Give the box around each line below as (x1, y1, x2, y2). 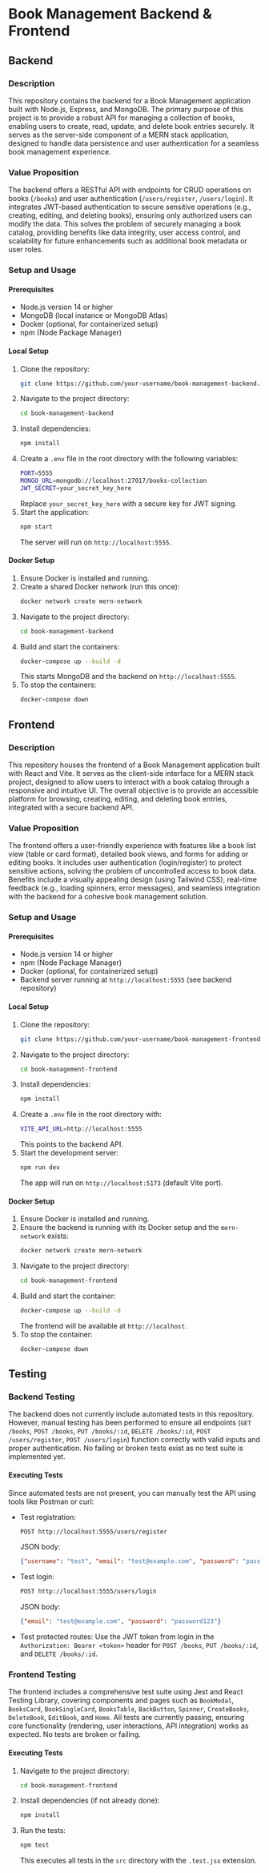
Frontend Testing (8, 1669, 77, 1680)
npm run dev (19, 1164, 60, 1172)
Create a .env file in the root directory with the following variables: (19, 454, 239, 464)
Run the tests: (19, 1826, 66, 1835)
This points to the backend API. (19, 1139, 124, 1149)
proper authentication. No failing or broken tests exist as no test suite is (8, 1443, 244, 1453)
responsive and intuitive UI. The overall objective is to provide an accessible (8, 786, 259, 795)
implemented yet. (8, 1452, 66, 1461)
